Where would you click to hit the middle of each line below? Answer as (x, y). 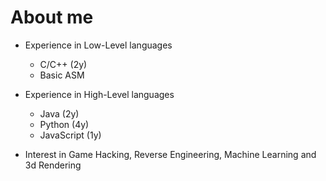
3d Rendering (53, 165)
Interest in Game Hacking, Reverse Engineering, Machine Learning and (170, 154)
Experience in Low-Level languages (98, 45)
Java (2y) (59, 113)
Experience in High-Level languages (99, 94)
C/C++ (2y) (63, 64)
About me (52, 17)
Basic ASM (62, 75)
